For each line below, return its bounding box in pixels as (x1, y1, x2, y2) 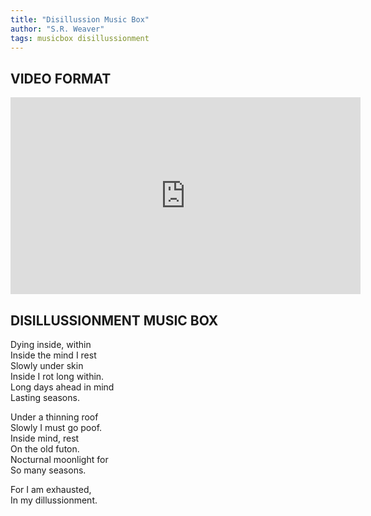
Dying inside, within (10, 339, 92, 350)
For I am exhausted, (10, 484, 92, 495)
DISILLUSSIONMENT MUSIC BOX (10, 312, 219, 329)
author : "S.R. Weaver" (10, 24, 105, 34)
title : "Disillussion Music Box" (10, 14, 150, 25)
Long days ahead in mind (10, 381, 115, 393)
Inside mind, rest (10, 432, 80, 444)
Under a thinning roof (10, 411, 99, 423)
